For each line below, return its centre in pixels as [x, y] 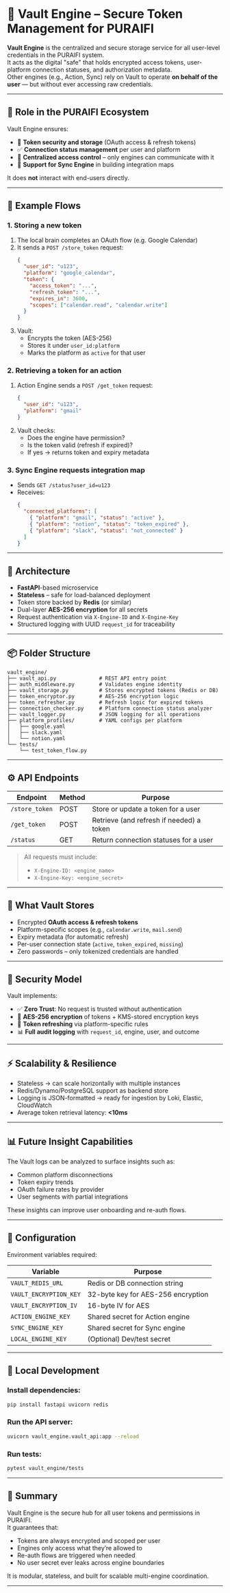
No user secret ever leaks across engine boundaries [91, 1562]
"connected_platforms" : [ [60, 511]
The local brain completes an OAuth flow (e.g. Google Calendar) [107, 241]
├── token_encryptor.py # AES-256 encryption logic [93, 697]
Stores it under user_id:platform [73, 346]
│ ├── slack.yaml [35, 733]
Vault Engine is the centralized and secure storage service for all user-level [114, 47]
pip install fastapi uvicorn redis [58, 1405]
